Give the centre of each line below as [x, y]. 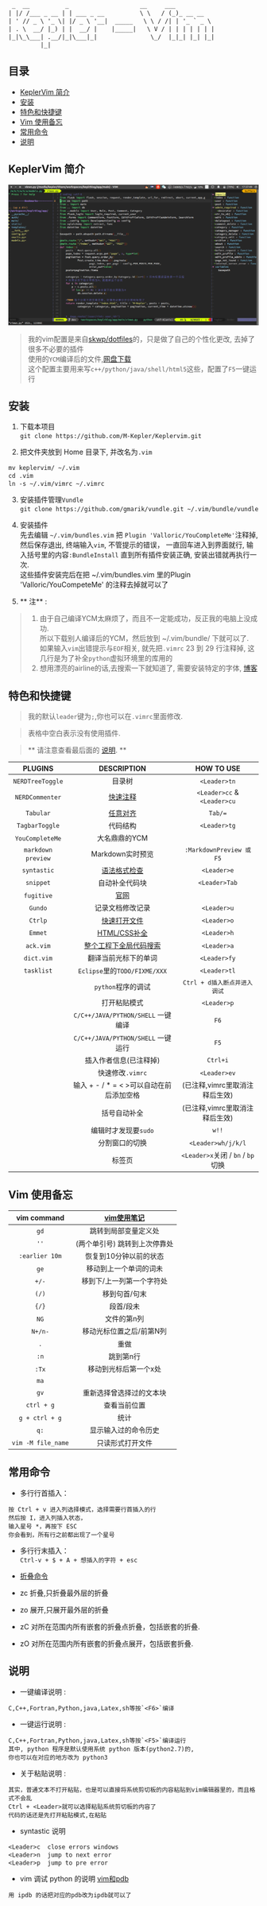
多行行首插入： [44, 1493]
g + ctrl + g [40, 1418]
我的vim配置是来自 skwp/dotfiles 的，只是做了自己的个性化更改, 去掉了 [141, 339]
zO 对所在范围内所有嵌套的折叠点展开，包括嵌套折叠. [106, 1644]
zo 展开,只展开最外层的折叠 [64, 1609]
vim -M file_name [40, 1443]
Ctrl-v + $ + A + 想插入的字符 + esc [78, 1560]
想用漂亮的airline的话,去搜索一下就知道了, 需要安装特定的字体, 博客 [149, 668]
